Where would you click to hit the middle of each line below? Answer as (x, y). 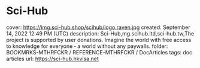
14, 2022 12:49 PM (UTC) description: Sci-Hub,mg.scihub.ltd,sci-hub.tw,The (100, 33)
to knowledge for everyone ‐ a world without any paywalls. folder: (87, 46)
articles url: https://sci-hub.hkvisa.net (52, 59)
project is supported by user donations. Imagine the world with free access (99, 40)
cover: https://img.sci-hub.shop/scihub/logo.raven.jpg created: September (98, 27)
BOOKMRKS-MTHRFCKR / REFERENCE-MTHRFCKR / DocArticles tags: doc (99, 52)
